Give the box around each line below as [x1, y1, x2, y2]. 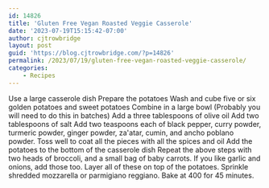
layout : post [8, 42, 52, 50]
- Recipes [23, 72, 56, 80]
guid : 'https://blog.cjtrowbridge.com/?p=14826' [8, 49, 175, 57]
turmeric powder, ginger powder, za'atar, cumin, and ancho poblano [8, 128, 234, 137]
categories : [8, 64, 48, 72]
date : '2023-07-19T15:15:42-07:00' [8, 27, 128, 35]
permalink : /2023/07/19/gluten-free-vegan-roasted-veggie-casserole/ [8, 57, 247, 65]
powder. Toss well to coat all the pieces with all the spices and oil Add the [8, 136, 253, 145]
